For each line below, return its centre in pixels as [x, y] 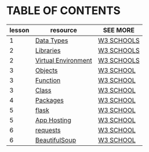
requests [48, 130]
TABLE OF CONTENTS [63, 11]
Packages [50, 100]
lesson [19, 30]
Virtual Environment [64, 60]
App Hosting [53, 120]
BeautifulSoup [56, 140]
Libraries [48, 50]
